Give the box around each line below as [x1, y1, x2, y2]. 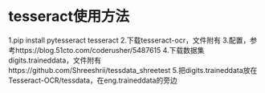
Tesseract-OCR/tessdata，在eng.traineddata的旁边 [8, 75, 178, 85]
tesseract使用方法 [8, 7, 130, 26]
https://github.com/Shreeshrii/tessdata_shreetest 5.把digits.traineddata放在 [8, 65, 258, 75]
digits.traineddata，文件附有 [8, 55, 102, 65]
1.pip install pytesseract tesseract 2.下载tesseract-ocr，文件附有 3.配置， [8, 35, 251, 45]
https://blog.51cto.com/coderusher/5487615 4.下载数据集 [14, 45, 205, 55]
